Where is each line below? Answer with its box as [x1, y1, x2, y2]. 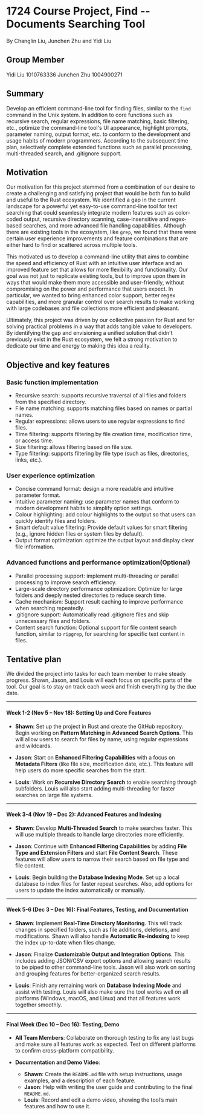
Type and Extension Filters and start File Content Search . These [14, 849, 178, 856]
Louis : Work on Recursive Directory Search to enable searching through [14, 778, 198, 786]
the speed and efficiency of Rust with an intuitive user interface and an [6, 260, 182, 267]
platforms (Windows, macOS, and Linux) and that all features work [14, 995, 181, 1002]
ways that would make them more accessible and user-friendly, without [6, 279, 184, 286]
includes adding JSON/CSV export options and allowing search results [14, 957, 192, 965]
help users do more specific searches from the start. [14, 766, 146, 774]
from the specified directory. [14, 399, 86, 406]
